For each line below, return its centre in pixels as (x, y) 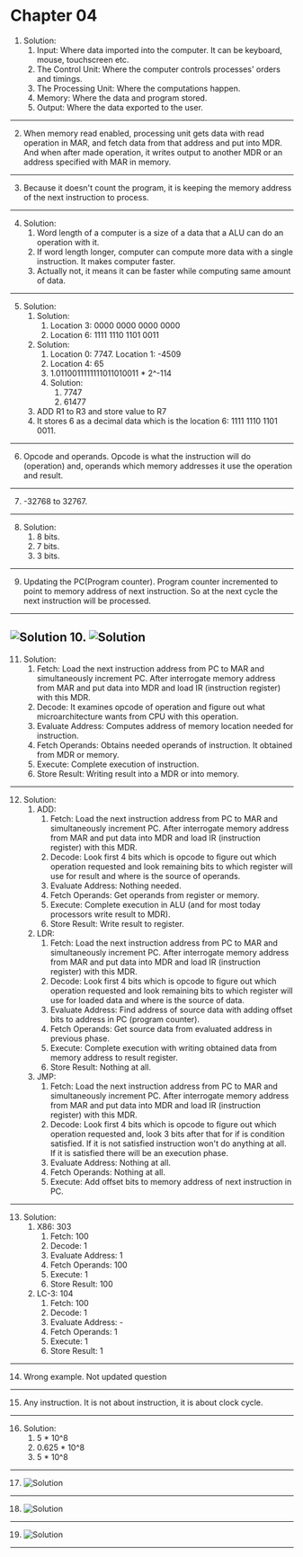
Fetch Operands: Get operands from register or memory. (155, 894)
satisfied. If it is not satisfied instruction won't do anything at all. (168, 1143)
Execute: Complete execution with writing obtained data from (164, 1047)
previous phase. (80, 1038)
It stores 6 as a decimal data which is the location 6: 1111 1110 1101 (157, 421)
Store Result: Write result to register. (117, 923)
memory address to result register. (114, 1057)
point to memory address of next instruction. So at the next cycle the (150, 591)
